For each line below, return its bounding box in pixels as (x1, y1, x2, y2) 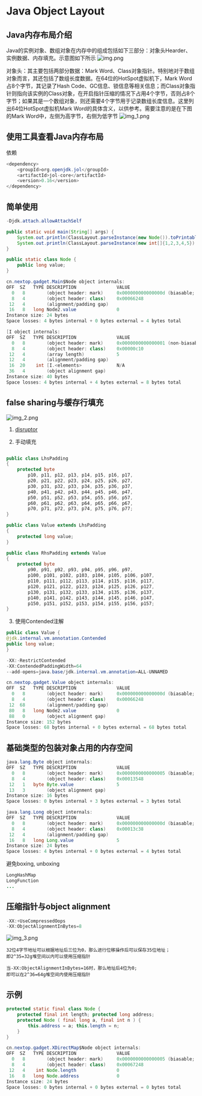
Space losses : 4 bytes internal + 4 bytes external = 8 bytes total (6, 379, 182, 385)
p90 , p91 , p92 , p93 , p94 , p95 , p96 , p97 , (28, 567, 133, 573)
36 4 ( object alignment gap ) (8, 368, 106, 375)
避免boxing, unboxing (6, 860, 60, 867)
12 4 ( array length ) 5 (8, 351, 120, 357)
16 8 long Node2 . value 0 (8, 306, 120, 313)
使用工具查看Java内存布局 (6, 131, 104, 142)
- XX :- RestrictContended (6, 657, 66, 664)
